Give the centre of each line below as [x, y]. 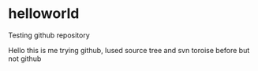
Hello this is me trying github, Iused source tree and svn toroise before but [129, 50]
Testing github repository [49, 35]
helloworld [44, 14]
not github [25, 59]
